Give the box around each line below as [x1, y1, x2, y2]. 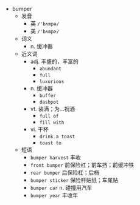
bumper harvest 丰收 [30, 154, 81, 161]
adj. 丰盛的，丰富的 [30, 58, 79, 65]
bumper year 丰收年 [30, 192, 79, 199]
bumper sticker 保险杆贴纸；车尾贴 [30, 176, 119, 184]
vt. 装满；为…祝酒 [30, 106, 75, 112]
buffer [39, 93, 57, 99]
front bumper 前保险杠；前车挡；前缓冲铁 [30, 161, 135, 169]
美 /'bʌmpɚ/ [30, 27, 60, 35]
